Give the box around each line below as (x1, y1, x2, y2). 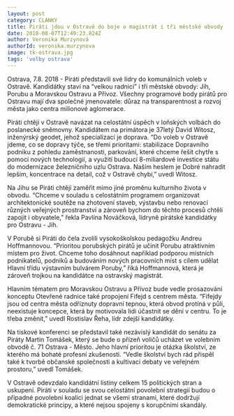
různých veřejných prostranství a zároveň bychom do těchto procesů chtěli (7, 205, 224, 214)
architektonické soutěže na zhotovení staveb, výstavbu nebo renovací (7, 198, 208, 207)
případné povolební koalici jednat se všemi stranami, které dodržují (7, 393, 200, 401)
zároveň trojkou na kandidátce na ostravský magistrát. (7, 271, 163, 279)
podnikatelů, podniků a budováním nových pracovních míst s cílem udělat (7, 256, 219, 265)
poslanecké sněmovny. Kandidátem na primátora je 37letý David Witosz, (7, 125, 216, 133)
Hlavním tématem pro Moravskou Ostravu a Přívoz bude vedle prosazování (7, 284, 223, 293)
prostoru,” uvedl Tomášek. (7, 364, 83, 373)
